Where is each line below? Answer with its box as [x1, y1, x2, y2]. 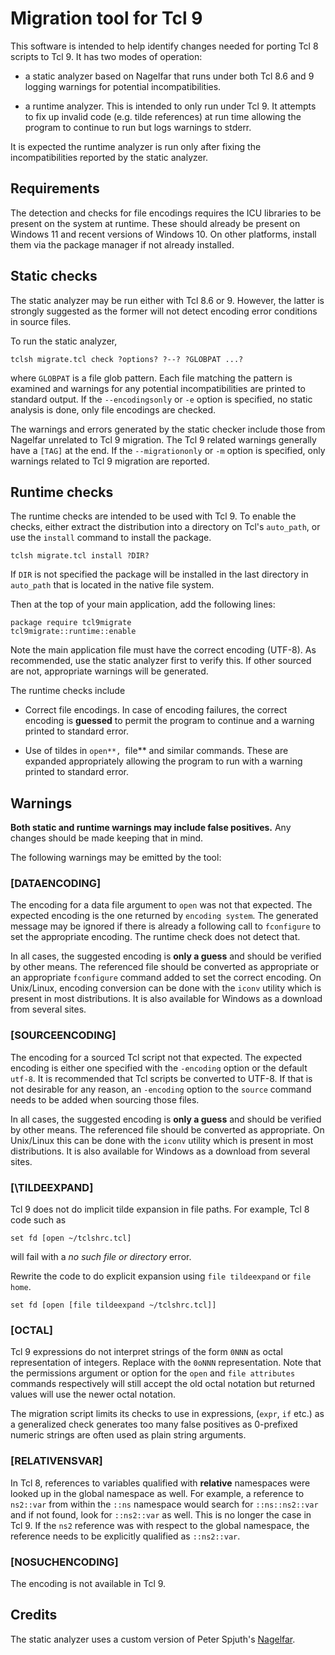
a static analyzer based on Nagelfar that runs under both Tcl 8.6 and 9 [24, 70, 315, 82]
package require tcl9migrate [10, 618, 132, 628]
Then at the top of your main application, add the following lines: [10, 598, 276, 611]
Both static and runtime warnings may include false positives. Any [10, 822, 292, 834]
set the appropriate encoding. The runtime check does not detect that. [10, 931, 301, 943]
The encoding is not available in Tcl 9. [10, 1577, 167, 1589]
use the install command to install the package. [10, 532, 212, 544]
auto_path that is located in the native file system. [10, 579, 215, 591]
